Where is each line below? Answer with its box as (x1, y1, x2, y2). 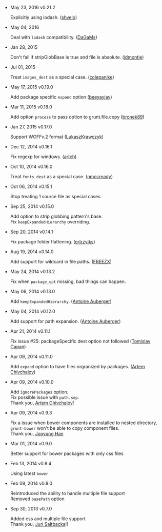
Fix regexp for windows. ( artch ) (10, 154, 77, 160)
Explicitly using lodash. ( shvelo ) (10, 14, 77, 20)
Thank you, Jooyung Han (10, 431, 64, 436)
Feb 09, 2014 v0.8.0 (10, 480, 53, 486)
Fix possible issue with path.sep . (10, 394, 79, 400)
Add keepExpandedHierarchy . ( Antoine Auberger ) (10, 298, 112, 305)
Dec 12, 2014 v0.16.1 (10, 144, 52, 149)
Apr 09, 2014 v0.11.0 (10, 354, 53, 359)
